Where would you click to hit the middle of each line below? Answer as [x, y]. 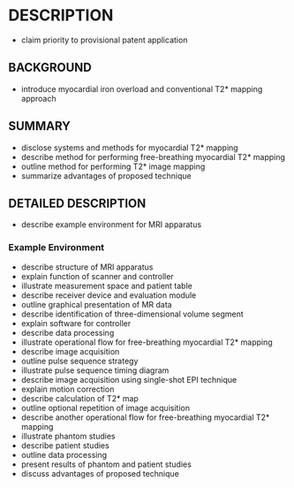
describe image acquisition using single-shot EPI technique [129, 379]
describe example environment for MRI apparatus [111, 225]
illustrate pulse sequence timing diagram [95, 370]
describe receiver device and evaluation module [109, 295]
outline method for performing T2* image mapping [113, 166]
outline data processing [64, 454]
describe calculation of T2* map [79, 398]
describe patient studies [65, 445]
